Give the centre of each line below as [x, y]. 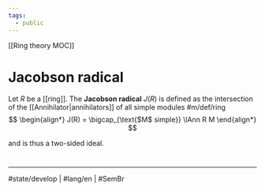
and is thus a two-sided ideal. [56, 144]
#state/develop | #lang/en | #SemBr [66, 178]
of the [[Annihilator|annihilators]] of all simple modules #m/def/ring [117, 107]
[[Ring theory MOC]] [41, 45]
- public [30, 23]
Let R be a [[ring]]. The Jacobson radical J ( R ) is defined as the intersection [131, 99]
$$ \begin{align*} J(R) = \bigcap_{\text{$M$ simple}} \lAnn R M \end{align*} [132, 120]
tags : [17, 15]
